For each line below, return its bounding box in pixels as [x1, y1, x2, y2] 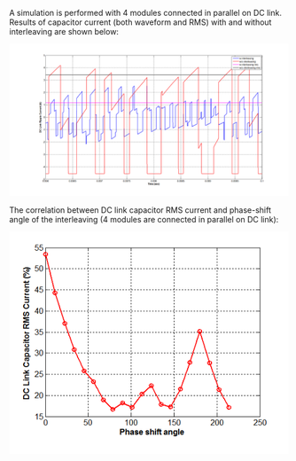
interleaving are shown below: [9, 27, 120, 36]
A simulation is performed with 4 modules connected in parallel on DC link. [9, 8, 282, 18]
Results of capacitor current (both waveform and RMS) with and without [9, 17, 272, 27]
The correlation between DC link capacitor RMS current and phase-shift [9, 204, 272, 215]
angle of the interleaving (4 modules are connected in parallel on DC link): [9, 214, 279, 224]
